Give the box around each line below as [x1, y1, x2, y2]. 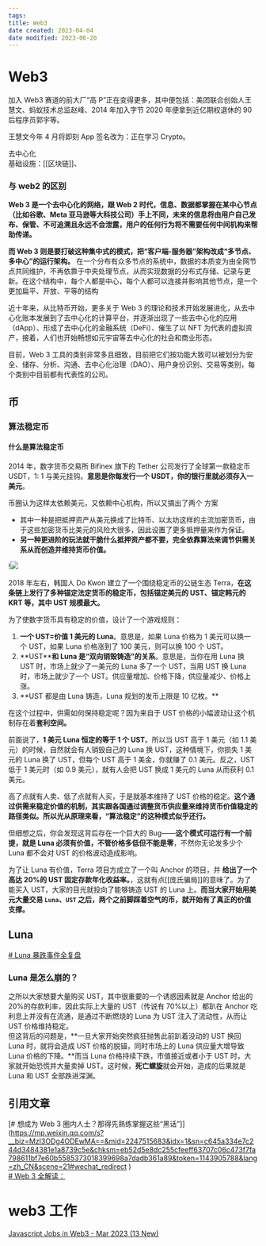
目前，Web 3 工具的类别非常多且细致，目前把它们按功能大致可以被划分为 [8, 350, 247, 360]
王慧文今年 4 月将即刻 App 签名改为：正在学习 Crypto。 [8, 132, 190, 141]
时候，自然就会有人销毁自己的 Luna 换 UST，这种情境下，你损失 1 [28, 745, 244, 754]
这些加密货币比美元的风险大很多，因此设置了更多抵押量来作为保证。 [26, 525, 249, 534]
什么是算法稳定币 [8, 442, 64, 452]
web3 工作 [8, 1202, 78, 1220]
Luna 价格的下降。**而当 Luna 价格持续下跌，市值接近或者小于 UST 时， [8, 1051, 245, 1061]
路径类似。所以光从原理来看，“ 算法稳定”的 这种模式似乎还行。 [8, 812, 211, 820]
